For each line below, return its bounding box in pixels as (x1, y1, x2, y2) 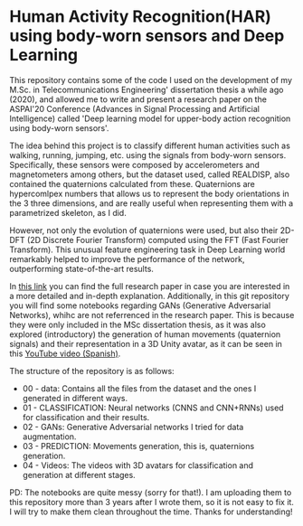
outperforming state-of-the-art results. (9, 263, 154, 274)
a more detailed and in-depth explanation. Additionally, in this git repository (9, 290, 289, 301)
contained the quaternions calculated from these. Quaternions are (9, 178, 255, 189)
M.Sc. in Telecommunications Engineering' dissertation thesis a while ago (9, 84, 284, 95)
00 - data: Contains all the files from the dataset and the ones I (22, 382, 257, 394)
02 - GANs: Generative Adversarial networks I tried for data (22, 421, 244, 432)
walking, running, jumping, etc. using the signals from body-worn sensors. (9, 149, 287, 160)
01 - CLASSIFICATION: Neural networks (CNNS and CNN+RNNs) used (22, 402, 284, 413)
